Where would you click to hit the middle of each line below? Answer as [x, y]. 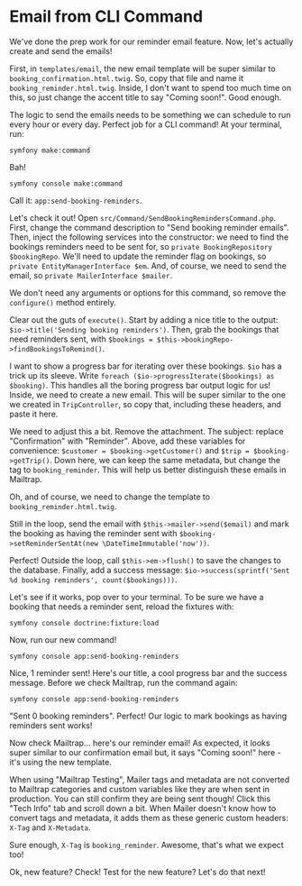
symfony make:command [50, 151]
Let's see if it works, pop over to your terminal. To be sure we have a [137, 597]
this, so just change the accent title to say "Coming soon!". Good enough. [146, 97]
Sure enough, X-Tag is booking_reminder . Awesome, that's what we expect [146, 845]
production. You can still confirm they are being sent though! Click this [140, 799]
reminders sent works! [51, 725]
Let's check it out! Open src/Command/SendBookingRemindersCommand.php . [143, 217]
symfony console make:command [66, 183]
